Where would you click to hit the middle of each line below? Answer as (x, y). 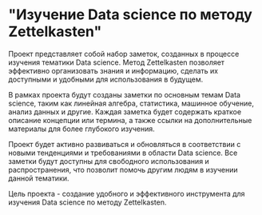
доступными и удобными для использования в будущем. (106, 79)
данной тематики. (39, 178)
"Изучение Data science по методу (131, 15)
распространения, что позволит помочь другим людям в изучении (123, 169)
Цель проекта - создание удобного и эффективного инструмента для (127, 193)
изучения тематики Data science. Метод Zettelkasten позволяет (117, 62)
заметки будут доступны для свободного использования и (109, 161)
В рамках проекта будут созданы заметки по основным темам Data (125, 94)
